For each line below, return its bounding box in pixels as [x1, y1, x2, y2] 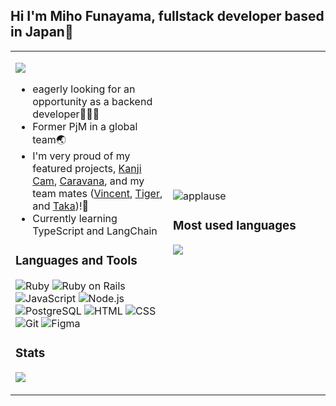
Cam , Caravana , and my [32, 174, 145, 188]
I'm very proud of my [32, 149, 131, 163]
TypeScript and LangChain [32, 224, 158, 238]
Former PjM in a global [32, 119, 138, 133]
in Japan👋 [10, 24, 74, 41]
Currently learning [32, 211, 118, 225]
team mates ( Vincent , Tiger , [32, 186, 163, 200]
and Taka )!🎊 [32, 199, 89, 213]
